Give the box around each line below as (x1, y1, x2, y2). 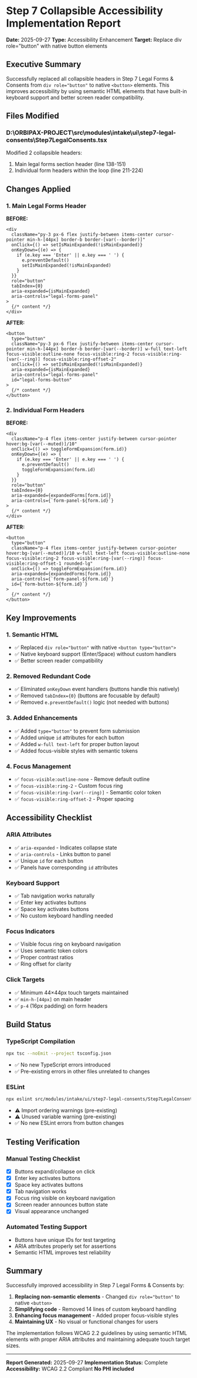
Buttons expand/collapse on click (14, 1168, 96, 1175)
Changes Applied (6, 184, 71, 194)
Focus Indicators (6, 927, 55, 935)
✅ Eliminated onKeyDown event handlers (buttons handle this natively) (14, 685, 180, 693)
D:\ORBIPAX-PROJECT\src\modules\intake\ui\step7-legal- (6, 128, 176, 137)
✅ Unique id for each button (14, 857, 84, 864)
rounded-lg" (63, 561, 93, 567)
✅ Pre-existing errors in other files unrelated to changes (14, 1068, 150, 1075)
